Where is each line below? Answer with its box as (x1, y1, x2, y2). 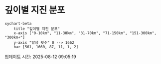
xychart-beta (4, 21, 32, 26)
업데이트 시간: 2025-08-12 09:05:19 (4, 54, 77, 60)
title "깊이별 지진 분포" (13, 26, 60, 31)
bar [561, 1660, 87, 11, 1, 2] (13, 44, 79, 49)
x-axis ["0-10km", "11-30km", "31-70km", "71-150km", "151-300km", (13, 31, 157, 35)
